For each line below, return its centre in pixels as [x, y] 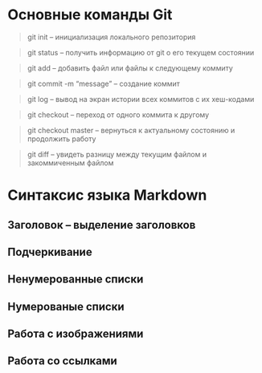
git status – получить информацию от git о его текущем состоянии [141, 52]
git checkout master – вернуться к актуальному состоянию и [131, 130]
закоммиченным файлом [70, 163]
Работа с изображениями [76, 334]
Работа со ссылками [62, 361]
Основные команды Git [90, 15]
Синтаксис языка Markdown [107, 195]
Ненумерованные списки [76, 280]
